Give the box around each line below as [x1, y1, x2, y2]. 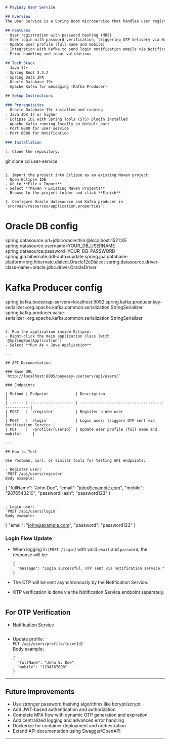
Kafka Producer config [5, 282, 103, 293]
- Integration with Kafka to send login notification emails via [5, 47, 146, 52]
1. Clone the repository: [5, 149, 60, 154]
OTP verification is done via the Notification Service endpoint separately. [12, 589, 164, 595]
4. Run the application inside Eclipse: [5, 329, 92, 334]
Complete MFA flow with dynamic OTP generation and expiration [12, 712, 148, 718]
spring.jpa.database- [84, 253, 129, 259]
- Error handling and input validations [5, 51, 92, 56]
